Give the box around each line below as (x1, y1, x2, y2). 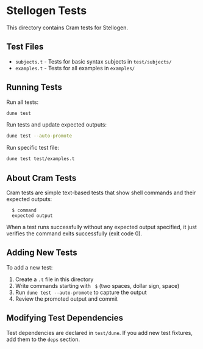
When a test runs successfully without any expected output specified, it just (6, 224, 197, 230)
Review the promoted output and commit (15, 295, 118, 303)
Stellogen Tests (6, 4, 87, 18)
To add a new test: (6, 263, 53, 271)
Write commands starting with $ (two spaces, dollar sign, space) (15, 282, 180, 289)
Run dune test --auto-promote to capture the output (15, 288, 148, 296)
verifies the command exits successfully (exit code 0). (6, 230, 142, 237)
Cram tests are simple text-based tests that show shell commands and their (6, 189, 196, 196)
